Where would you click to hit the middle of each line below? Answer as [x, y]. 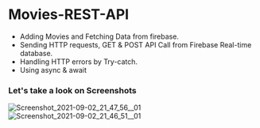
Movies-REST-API [69, 15]
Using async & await [53, 70]
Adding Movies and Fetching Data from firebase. [99, 36]
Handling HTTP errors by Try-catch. [78, 62]
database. [36, 53]
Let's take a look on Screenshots [72, 90]
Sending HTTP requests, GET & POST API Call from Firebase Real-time [136, 44]
